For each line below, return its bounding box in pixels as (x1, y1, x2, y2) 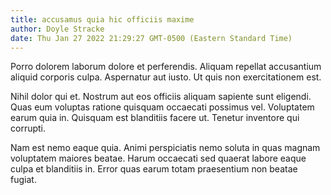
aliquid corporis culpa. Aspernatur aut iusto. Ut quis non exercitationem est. (10, 71, 322, 83)
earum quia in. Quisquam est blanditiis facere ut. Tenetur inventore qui (10, 112, 300, 124)
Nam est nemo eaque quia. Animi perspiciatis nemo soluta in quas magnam (10, 142, 321, 154)
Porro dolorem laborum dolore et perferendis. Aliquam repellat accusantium (10, 61, 322, 73)
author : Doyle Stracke (10, 24, 105, 34)
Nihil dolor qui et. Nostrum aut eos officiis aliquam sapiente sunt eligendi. (10, 91, 312, 103)
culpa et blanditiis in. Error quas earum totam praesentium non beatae (10, 163, 298, 175)
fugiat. (10, 174, 37, 186)
